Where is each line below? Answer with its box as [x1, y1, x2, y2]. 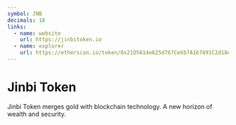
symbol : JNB [7, 10, 42, 17]
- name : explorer [13, 43, 65, 50]
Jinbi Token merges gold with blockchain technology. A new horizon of [7, 102, 213, 110]
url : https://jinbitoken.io [20, 36, 102, 43]
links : [7, 23, 27, 30]
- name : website [13, 29, 61, 37]
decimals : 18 [7, 17, 46, 24]
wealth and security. [7, 110, 67, 118]
